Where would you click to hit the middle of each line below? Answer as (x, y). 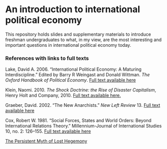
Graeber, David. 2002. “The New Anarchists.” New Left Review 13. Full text (83, 105)
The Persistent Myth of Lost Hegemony (46, 141)
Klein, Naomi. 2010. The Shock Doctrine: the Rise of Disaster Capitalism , (81, 90)
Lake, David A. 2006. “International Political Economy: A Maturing (73, 69)
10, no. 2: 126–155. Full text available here (48, 131)
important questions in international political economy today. (68, 45)
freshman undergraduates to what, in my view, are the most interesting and (83, 40)
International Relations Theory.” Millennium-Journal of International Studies (83, 126)
